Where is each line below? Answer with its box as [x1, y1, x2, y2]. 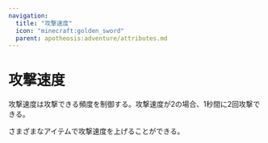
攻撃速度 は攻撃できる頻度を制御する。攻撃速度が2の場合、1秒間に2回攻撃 [8, 100, 253, 109]
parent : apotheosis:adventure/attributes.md [15, 34, 168, 43]
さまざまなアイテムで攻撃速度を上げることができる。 [8, 126, 185, 137]
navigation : [8, 11, 48, 20]
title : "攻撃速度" [15, 19, 73, 27]
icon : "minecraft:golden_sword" [15, 27, 125, 35]
